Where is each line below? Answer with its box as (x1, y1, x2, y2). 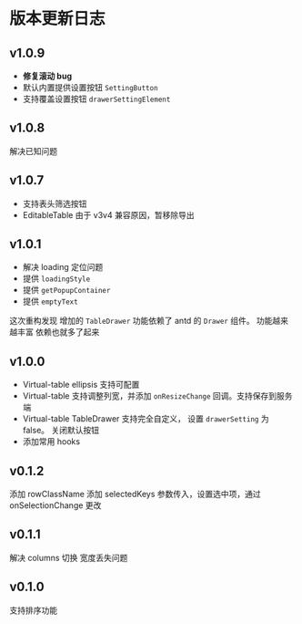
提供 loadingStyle (22, 273, 91, 284)
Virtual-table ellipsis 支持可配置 (22, 380, 140, 390)
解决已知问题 (9, 145, 57, 156)
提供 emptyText (22, 296, 79, 307)
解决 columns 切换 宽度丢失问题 (9, 552, 128, 563)
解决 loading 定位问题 (22, 262, 104, 273)
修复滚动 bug (22, 70, 73, 81)
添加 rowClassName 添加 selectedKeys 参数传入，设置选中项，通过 (9, 489, 261, 500)
